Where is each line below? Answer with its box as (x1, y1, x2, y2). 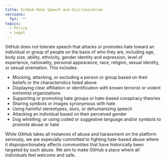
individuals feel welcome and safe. (5, 152, 76, 158)
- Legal (9, 30, 26, 35)
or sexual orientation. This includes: (5, 65, 78, 71)
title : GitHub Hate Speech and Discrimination (5, 7, 103, 12)
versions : (5, 12, 26, 17)
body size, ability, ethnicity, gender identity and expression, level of (5, 54, 143, 60)
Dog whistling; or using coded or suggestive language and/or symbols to (12, 117, 161, 122)
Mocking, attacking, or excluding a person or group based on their (12, 75, 148, 80)
